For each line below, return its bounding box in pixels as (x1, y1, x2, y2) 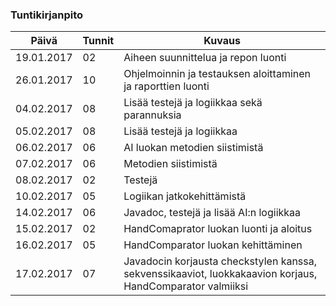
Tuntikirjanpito (10, 8, 84, 22)
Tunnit (82, 34, 115, 48)
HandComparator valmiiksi (123, 279, 249, 293)
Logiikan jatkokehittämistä (123, 189, 247, 203)
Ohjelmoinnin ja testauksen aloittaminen (123, 67, 312, 81)
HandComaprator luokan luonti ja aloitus (123, 222, 313, 236)
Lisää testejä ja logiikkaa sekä (123, 96, 263, 110)
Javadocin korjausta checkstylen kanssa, (123, 254, 318, 268)
